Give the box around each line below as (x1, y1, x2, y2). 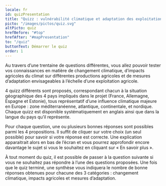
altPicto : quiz (5, 26, 37, 31)
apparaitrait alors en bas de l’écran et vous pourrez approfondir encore (5, 139, 150, 145)
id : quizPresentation (5, 12, 50, 17)
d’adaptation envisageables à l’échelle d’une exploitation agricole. (5, 78, 139, 84)
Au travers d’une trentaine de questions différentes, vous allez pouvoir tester (5, 62, 161, 68)
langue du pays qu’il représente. (5, 114, 71, 120)
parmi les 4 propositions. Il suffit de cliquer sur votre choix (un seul (5, 129, 142, 135)
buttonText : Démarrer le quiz (5, 44, 68, 49)
